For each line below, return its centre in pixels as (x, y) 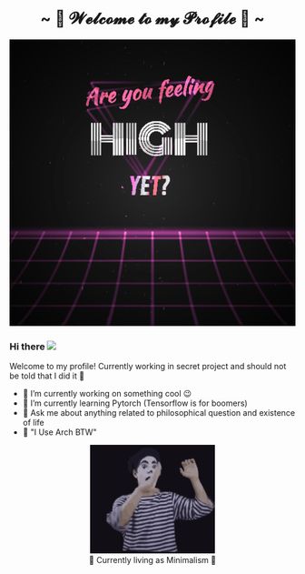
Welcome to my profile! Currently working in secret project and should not (148, 367)
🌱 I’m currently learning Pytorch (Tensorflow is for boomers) (135, 403)
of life (34, 423)
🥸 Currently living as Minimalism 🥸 (152, 560)
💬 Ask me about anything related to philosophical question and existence (159, 413)
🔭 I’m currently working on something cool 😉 (107, 394)
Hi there (27, 347)
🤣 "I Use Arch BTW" (59, 432)
